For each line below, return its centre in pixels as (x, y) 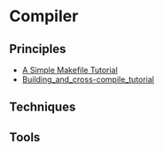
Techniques (43, 107)
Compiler (44, 16)
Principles (38, 49)
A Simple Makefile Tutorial (70, 70)
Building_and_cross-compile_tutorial (88, 79)
